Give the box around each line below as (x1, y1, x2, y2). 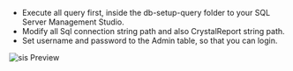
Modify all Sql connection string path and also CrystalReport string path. (21, 26, 285, 36)
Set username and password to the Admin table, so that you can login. (21, 35, 278, 46)
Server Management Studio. (21, 17, 125, 27)
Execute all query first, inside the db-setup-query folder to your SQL (21, 8, 271, 18)
